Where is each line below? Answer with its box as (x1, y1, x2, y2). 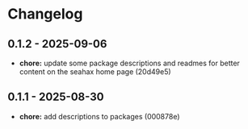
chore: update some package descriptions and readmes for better (19, 58, 240, 68)
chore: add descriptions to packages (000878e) (19, 111, 180, 121)
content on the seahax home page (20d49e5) (19, 67, 171, 77)
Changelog (7, 5, 83, 23)
